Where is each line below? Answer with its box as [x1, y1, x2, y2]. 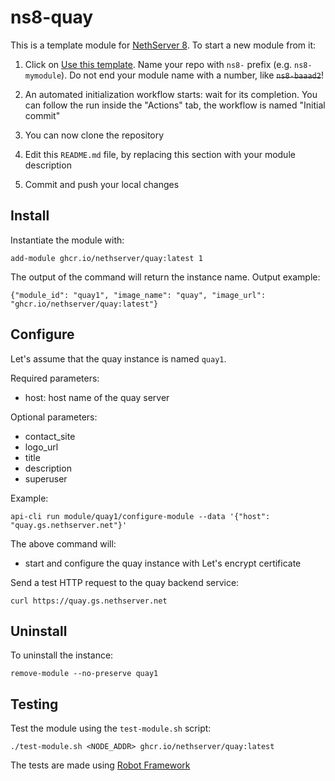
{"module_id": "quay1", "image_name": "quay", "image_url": [10, 290, 267, 300]
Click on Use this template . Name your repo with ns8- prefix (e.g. [24, 58, 293, 70]
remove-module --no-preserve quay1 [10, 669, 159, 679]
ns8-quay [10, 6, 94, 29]
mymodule [24, 71, 62, 81]
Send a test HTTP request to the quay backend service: [10, 576, 240, 588]
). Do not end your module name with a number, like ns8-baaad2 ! [61, 69, 324, 81]
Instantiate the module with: [10, 234, 125, 246]
